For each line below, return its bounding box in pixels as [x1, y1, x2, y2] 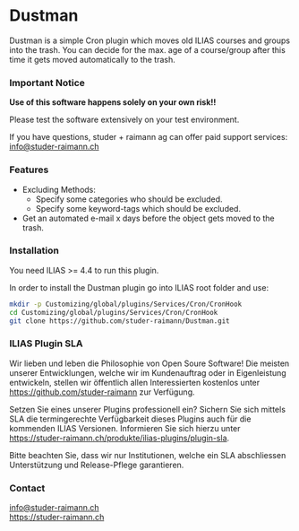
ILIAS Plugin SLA [9, 337, 83, 350]
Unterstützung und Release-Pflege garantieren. [9, 459, 184, 470]
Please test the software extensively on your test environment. [9, 114, 240, 126]
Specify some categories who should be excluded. [35, 194, 223, 205]
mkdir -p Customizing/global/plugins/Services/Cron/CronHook [9, 300, 243, 309]
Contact [9, 482, 46, 494]
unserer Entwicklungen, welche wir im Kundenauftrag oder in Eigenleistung [9, 367, 286, 378]
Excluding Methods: [21, 184, 97, 195]
